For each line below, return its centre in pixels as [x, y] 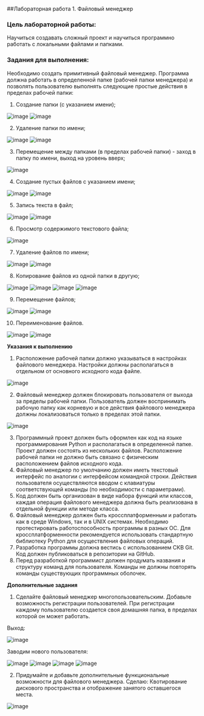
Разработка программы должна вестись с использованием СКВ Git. [105, 547]
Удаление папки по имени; [50, 128]
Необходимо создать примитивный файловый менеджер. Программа [98, 73]
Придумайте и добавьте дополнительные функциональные [92, 675]
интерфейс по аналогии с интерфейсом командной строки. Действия [106, 476]
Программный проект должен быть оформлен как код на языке [99, 438]
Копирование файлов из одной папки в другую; [77, 275]
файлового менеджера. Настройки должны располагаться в [94, 365]
